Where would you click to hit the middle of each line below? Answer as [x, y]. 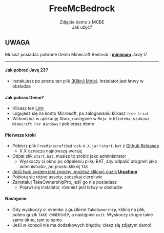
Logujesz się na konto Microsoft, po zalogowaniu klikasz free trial [80, 113]
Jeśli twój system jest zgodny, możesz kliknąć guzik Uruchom [75, 172]
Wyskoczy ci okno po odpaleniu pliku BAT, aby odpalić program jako [88, 161]
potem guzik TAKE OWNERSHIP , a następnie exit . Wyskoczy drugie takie [82, 214]
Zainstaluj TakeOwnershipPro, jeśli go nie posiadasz [64, 182]
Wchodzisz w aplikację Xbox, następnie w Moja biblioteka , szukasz [81, 119]
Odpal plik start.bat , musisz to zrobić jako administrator [69, 156]
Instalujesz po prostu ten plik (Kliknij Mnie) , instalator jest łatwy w [78, 81]
